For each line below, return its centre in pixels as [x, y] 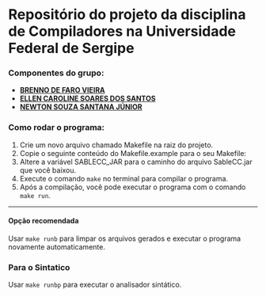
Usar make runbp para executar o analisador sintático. [95, 285]
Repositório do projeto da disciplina [127, 15]
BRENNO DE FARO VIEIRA [62, 90]
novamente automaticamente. [57, 246]
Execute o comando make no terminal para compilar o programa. [123, 178]
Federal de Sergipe [71, 48]
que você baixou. [48, 170]
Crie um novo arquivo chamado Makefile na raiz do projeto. [116, 145]
